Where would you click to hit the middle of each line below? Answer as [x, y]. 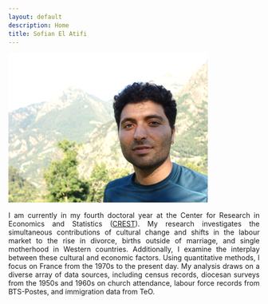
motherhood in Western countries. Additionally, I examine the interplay [134, 249]
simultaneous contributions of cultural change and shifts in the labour [134, 232]
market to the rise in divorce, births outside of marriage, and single [134, 241]
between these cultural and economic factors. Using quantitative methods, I [134, 258]
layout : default [35, 17]
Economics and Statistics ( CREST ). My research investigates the [134, 224]
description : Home [39, 25]
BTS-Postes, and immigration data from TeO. [82, 292]
